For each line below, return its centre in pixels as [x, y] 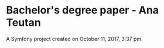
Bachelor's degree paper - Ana [83, 10]
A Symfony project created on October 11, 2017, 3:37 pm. [74, 39]
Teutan [23, 23]
